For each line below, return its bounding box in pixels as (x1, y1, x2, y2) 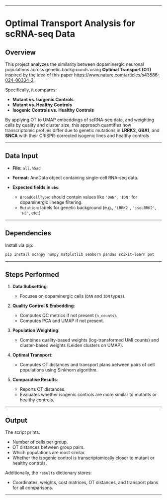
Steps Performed (5, 270, 60, 279)
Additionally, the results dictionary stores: (5, 470, 92, 476)
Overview (5, 48, 36, 56)
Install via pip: (5, 242, 34, 248)
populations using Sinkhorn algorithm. (19, 367, 98, 373)
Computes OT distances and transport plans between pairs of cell (19, 362, 155, 368)
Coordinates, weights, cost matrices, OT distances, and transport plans (12, 480, 159, 486)
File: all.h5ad (12, 165, 41, 171)
